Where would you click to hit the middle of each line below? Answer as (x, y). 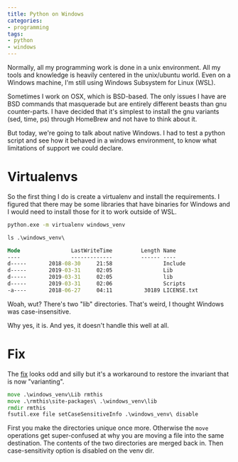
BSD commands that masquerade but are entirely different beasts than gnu (117, 104)
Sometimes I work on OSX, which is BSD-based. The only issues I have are (117, 96)
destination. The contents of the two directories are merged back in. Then (115, 443)
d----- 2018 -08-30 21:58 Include (97, 264)
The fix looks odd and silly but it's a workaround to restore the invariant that (118, 374)
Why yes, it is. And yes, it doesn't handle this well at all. (88, 325)
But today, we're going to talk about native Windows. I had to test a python (116, 133)
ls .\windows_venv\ (36, 237)
